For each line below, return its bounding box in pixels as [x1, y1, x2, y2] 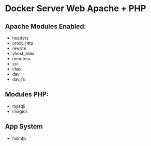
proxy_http [12, 40, 33, 46]
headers [12, 35, 29, 41]
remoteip [12, 56, 30, 61]
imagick [12, 108, 28, 114]
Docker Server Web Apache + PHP [5, 3, 146, 14]
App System [5, 122, 43, 131]
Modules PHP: [5, 90, 49, 98]
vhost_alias [12, 50, 35, 56]
